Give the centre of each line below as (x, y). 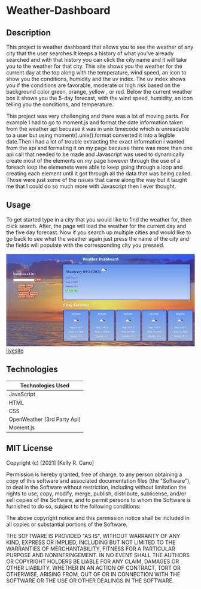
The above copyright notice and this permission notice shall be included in (98, 518)
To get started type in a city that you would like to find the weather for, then (99, 219)
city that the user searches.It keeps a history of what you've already (90, 53)
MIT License (30, 448)
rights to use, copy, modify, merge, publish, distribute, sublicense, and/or (96, 494)
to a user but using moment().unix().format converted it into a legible (91, 135)
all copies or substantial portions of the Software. (67, 524)
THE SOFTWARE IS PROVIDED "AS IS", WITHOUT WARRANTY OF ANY (93, 536)
